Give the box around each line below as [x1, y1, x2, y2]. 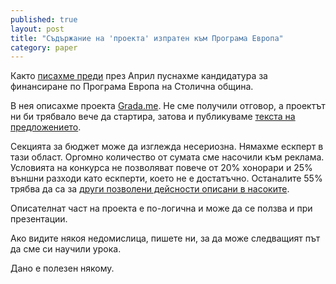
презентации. [10, 213, 68, 225]
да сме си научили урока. [10, 243, 122, 255]
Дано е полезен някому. [10, 262, 115, 275]
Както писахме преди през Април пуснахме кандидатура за [10, 70, 268, 82]
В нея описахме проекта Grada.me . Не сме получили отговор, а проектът [10, 100, 326, 112]
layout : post [10, 24, 65, 34]
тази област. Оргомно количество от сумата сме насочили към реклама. [10, 151, 325, 163]
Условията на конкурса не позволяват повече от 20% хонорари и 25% [10, 162, 313, 174]
